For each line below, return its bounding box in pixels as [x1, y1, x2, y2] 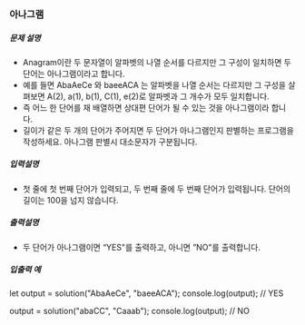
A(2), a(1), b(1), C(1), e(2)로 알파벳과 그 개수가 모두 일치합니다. [46, 91, 270, 102]
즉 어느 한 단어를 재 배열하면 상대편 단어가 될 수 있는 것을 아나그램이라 [22, 102, 270, 113]
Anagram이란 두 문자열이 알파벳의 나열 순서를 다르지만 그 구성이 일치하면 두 [22, 56, 292, 67]
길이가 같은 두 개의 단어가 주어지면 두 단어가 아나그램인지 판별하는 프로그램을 [22, 124, 295, 135]
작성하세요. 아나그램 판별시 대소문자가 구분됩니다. [22, 136, 198, 147]
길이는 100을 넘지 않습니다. [22, 194, 119, 205]
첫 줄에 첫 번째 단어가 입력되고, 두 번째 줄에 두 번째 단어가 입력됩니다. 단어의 [22, 183, 291, 194]
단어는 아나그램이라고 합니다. [22, 68, 125, 79]
